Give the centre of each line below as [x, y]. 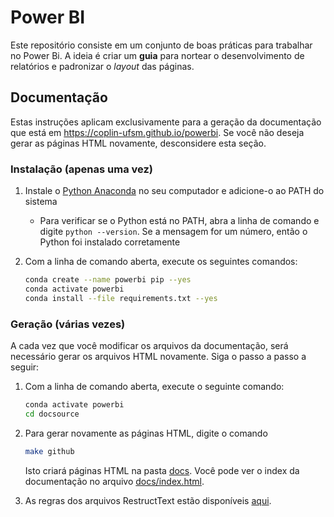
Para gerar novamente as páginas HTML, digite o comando [146, 433]
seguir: [25, 367]
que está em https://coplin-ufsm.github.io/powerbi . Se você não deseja [157, 132]
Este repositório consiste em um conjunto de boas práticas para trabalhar [161, 45]
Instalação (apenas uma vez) [82, 169]
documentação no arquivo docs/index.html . [114, 481]
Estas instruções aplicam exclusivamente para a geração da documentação [166, 122]
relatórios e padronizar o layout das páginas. [102, 66]
